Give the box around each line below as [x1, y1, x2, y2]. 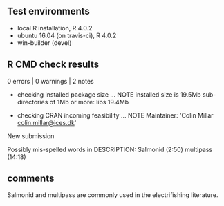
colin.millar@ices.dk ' [17, 118, 77, 127]
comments [7, 173, 55, 185]
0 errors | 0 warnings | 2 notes [7, 77, 95, 85]
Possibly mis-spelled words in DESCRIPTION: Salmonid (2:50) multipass [7, 145, 213, 153]
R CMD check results [7, 59, 100, 71]
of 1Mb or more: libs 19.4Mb [49, 97, 129, 106]
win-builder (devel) [17, 38, 72, 47]
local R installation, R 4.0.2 [17, 24, 93, 32]
